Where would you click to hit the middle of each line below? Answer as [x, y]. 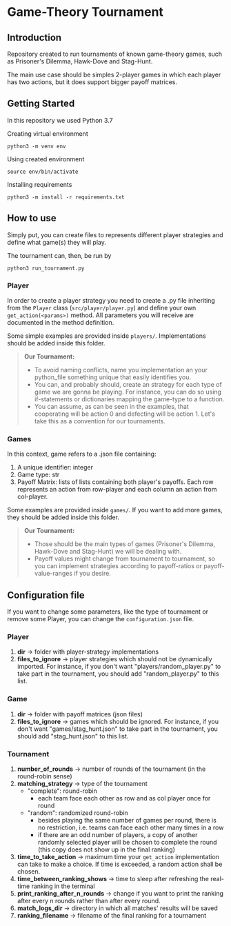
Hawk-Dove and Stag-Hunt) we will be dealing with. [108, 552]
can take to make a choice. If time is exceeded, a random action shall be [120, 864]
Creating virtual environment [48, 133]
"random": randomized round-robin [78, 813]
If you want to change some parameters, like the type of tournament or [108, 612]
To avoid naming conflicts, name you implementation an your [121, 370]
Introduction [34, 38]
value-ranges [53, 574]
